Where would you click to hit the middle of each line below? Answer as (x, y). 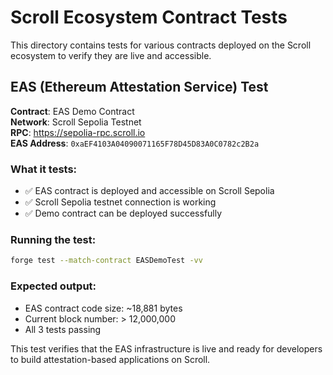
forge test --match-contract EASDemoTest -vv (106, 261)
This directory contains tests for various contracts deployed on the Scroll (161, 45)
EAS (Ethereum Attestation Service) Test (139, 87)
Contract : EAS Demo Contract (72, 111)
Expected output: (53, 286)
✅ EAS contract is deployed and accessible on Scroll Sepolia (149, 191)
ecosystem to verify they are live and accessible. (111, 55)
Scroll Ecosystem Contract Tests (149, 17)
